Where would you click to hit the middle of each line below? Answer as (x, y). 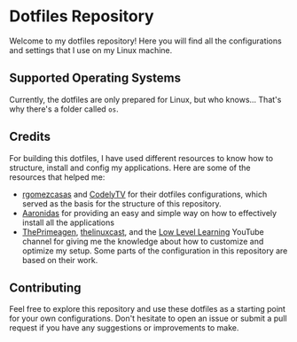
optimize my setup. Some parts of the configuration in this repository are (155, 251)
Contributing (45, 288)
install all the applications (68, 222)
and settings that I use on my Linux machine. (91, 50)
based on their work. (60, 260)
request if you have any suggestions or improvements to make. (124, 328)
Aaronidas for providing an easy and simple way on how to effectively (149, 213)
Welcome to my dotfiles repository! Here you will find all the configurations (145, 41)
